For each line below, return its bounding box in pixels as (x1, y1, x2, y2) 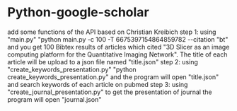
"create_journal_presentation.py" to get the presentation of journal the (7, 88, 212, 96)
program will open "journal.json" (7, 95, 102, 103)
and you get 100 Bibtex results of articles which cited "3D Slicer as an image (7, 42, 230, 51)
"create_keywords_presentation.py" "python (7, 65, 137, 74)
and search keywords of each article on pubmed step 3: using (7, 80, 188, 88)
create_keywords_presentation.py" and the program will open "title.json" (7, 72, 219, 81)
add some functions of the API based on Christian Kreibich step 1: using (7, 28, 216, 36)
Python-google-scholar (7, 4, 150, 21)
